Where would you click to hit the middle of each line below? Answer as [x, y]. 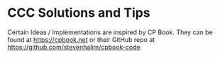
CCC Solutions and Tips [79, 13]
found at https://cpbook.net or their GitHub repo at [81, 39]
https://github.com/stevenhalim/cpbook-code [74, 47]
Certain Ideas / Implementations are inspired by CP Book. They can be [110, 32]
